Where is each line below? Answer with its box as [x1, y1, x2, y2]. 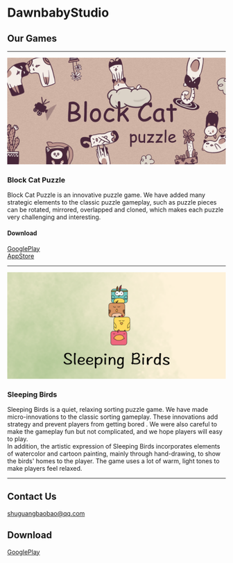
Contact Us [7, 491, 57, 503]
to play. [7, 435, 28, 443]
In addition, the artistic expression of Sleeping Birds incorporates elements [7, 442, 221, 450]
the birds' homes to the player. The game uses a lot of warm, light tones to [7, 456, 220, 465]
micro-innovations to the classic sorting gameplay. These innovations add [7, 413, 218, 421]
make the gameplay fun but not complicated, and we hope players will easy [7, 427, 223, 435]
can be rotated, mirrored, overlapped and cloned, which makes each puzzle [7, 206, 224, 214]
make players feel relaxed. [7, 464, 83, 472]
